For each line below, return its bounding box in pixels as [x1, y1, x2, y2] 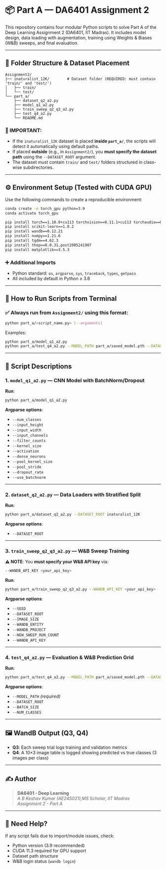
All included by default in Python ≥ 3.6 [12, 276, 90, 282]
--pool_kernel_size [12, 459, 53, 464]
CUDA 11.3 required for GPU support [12, 848, 86, 854]
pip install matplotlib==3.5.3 [5, 247, 70, 252]
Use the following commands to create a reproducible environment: [5, 197, 142, 203]
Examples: [5, 329, 26, 335]
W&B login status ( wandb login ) [12, 858, 76, 864]
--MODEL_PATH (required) [12, 693, 61, 699]
